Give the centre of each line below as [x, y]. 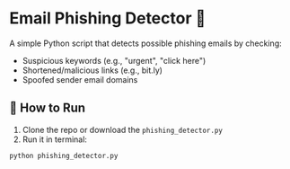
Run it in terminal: [55, 139]
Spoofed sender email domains [80, 79]
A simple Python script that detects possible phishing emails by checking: [145, 43]
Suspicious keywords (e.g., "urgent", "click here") [114, 60]
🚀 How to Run [48, 108]
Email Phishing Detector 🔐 [108, 18]
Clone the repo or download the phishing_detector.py [122, 129]
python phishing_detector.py [64, 156]
